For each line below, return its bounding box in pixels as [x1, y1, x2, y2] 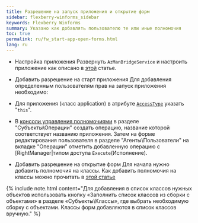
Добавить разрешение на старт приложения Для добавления [14, 75, 172, 83]
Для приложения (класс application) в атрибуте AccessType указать [14, 100, 184, 107]
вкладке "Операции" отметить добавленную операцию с [14, 143, 161, 150]
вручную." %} [6, 210, 41, 217]
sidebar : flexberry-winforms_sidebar [6, 14, 100, 20]
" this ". [14, 106, 32, 113]
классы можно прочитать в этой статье [14, 173, 116, 180]
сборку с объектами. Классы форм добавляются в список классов [6, 203, 177, 211]
